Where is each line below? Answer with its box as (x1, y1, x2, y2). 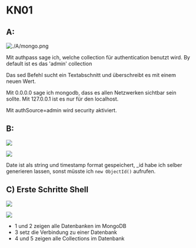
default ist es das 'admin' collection (6, 60, 92, 67)
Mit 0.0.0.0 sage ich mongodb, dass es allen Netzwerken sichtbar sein (6, 89, 177, 96)
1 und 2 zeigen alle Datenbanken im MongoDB (14, 222, 127, 229)
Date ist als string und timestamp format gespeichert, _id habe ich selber (6, 161, 182, 168)
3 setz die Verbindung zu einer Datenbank (14, 229, 118, 236)
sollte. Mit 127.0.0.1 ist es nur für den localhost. (6, 95, 119, 102)
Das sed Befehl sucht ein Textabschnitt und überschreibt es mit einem (6, 72, 177, 78)
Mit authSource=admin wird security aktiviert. (6, 107, 117, 113)
